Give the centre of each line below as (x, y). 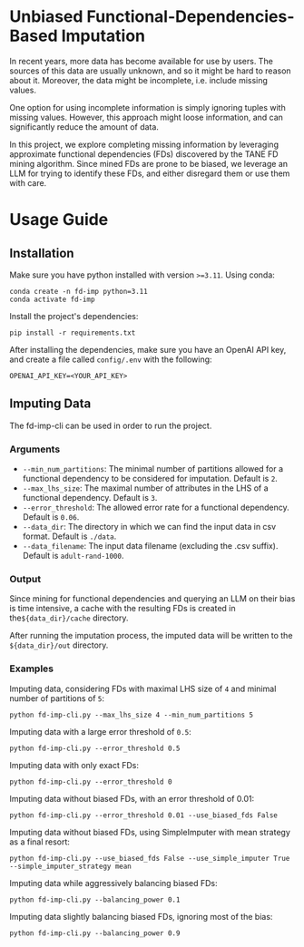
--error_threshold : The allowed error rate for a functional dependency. (156, 508)
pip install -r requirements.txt (73, 333)
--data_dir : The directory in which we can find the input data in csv (149, 527)
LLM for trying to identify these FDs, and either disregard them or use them (150, 173)
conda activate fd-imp (52, 299)
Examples (32, 669)
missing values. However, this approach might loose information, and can (147, 117)
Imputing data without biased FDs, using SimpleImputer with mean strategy (150, 832)
